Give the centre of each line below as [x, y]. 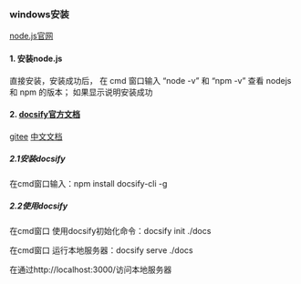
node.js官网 [31, 36]
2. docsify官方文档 [45, 115]
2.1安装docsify [37, 159]
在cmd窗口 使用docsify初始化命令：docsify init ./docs [110, 230]
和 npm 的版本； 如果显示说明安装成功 [81, 92]
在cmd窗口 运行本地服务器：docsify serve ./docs [101, 250]
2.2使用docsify [39, 206]
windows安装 [40, 14]
